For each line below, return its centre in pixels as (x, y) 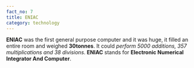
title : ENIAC (22, 17)
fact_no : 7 (20, 12)
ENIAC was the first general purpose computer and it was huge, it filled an (97, 40)
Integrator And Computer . (39, 59)
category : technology (33, 23)
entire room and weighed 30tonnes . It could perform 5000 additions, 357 (97, 46)
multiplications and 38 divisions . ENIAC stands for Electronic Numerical (95, 52)
